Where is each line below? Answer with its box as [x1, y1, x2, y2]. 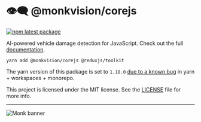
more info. [6, 92, 32, 99]
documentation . [6, 45, 45, 53]
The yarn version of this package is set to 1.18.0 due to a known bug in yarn [6, 68, 195, 75]
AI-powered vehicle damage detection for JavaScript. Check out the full [6, 39, 184, 47]
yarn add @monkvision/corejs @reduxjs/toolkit [6, 57, 124, 63]
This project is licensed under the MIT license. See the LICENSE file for [6, 86, 181, 93]
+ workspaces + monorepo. [6, 74, 75, 81]
